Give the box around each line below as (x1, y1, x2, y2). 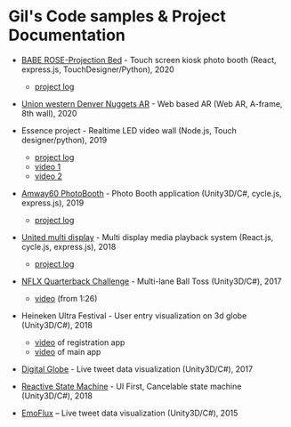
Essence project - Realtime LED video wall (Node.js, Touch (20, 125, 238, 135)
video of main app (34, 346, 101, 357)
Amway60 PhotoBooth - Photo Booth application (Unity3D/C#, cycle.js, (20, 188, 282, 198)
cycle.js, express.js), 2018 (20, 241, 117, 252)
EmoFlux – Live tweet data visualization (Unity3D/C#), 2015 (20, 407, 238, 418)
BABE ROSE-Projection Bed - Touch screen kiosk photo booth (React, (20, 54, 277, 65)
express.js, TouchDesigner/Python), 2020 (20, 64, 174, 75)
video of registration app (34, 336, 125, 348)
